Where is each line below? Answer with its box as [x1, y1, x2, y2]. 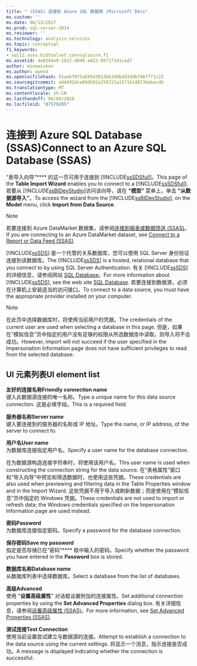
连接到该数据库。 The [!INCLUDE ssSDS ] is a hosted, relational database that [6, 257, 189, 264]
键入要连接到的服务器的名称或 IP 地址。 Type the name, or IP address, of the [6, 420, 189, 428]
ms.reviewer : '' [6, 30, 46, 36]
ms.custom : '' [6, 14, 41, 20]
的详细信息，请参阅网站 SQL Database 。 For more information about [6, 271, 170, 278]
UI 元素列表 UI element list [6, 369, 100, 379]
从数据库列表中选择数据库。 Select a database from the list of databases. [6, 573, 181, 580]
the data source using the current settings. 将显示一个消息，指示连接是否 [6, 640, 182, 648]
